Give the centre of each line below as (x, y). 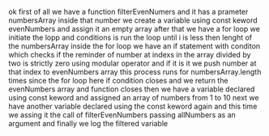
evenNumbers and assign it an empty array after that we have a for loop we (134, 29)
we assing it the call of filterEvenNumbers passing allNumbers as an (122, 115)
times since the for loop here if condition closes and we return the (118, 81)
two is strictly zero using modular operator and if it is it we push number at (132, 63)
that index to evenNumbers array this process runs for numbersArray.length (135, 72)
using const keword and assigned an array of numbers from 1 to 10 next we (134, 98)
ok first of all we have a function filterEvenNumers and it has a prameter (128, 12)
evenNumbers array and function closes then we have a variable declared (132, 89)
